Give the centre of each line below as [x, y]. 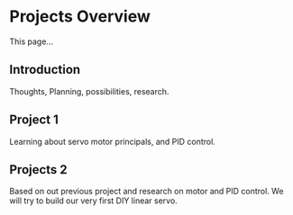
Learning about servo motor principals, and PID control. [113, 141]
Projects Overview [80, 17]
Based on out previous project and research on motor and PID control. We [146, 192]
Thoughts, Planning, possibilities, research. [89, 91]
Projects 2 [38, 170]
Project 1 [34, 120]
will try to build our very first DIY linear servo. [93, 201]
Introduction [45, 70]
